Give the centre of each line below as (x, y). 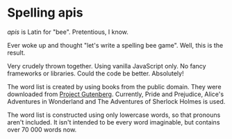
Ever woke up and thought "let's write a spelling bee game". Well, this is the (115, 45)
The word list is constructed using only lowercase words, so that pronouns (114, 115)
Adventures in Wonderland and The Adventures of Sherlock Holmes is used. (116, 101)
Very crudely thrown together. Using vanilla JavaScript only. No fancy (107, 66)
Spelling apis (45, 13)
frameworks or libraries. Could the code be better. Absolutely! (96, 73)
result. (16, 53)
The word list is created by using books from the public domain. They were (114, 86)
